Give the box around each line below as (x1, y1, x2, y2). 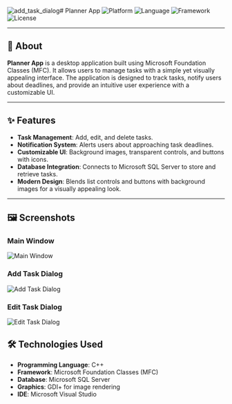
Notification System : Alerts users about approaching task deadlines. (17, 140, 214, 149)
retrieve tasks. (17, 169, 58, 178)
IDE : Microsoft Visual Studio (17, 389, 97, 398)
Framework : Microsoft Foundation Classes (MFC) (17, 367, 159, 376)
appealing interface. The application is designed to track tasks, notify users (7, 73, 222, 82)
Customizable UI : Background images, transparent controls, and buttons (17, 147, 224, 156)
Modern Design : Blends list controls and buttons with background (17, 177, 206, 185)
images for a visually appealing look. (17, 184, 122, 193)
